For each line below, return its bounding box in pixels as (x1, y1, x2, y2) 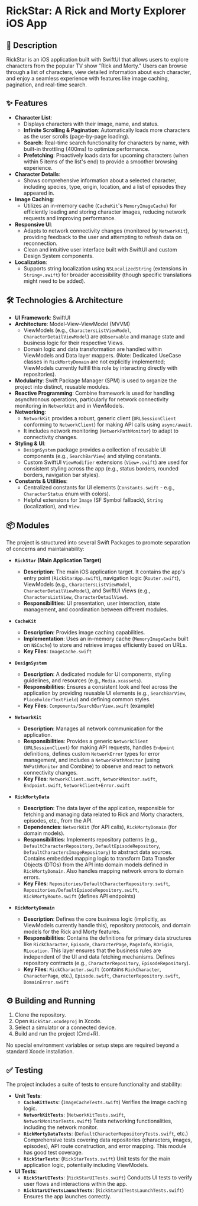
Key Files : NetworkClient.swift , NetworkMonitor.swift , (23, 775, 158, 782)
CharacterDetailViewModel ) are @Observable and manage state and (23, 333, 185, 340)
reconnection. (23, 240, 58, 247)
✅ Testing (6, 1065, 43, 1075)
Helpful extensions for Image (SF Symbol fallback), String (23, 496, 164, 504)
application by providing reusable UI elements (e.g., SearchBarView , (23, 689, 187, 696)
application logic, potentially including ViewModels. (23, 1162, 149, 1169)
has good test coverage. (23, 1149, 83, 1156)
